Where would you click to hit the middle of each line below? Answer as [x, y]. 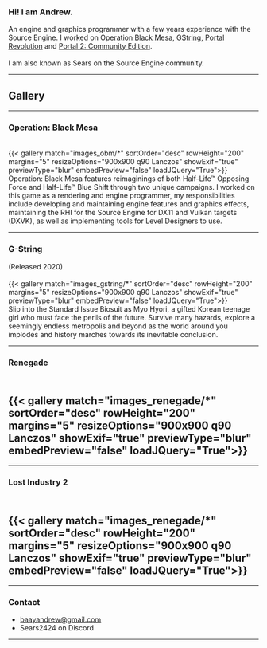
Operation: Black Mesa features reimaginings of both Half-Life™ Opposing [129, 179]
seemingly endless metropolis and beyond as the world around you [118, 326]
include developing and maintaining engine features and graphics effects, [129, 204]
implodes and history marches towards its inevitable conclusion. [113, 334]
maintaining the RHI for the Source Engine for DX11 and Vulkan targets [123, 213]
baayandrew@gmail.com [60, 619]
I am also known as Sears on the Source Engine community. [106, 63]
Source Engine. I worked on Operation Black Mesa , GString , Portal [116, 37]
